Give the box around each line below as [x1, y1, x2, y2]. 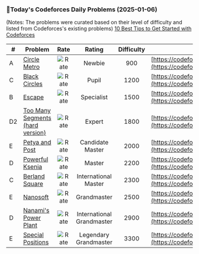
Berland [23, 172, 46, 181]
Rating [85, 46, 104, 54]
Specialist [81, 93, 108, 101]
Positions [23, 238, 49, 246]
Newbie [84, 59, 105, 67]
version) [23, 128, 46, 137]
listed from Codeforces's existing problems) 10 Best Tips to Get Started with [6, 25, 192, 32]
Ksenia [23, 163, 43, 171]
